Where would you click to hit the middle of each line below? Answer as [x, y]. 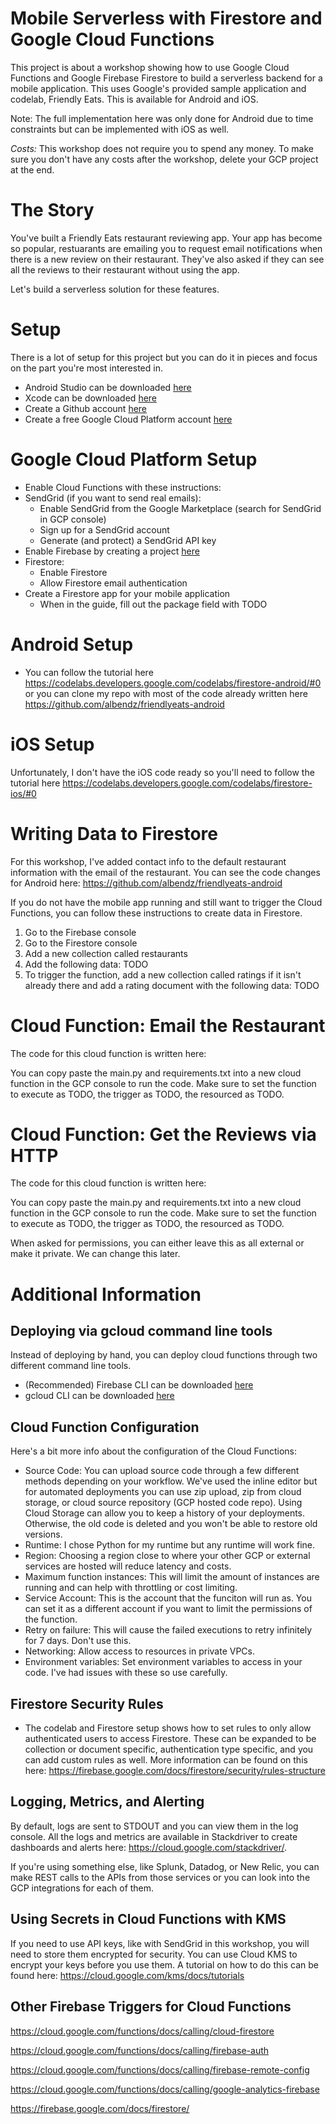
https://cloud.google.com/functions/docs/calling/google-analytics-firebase [165, 2089]
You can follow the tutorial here [89, 672]
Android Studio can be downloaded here [108, 387]
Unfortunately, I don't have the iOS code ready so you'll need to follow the [162, 772]
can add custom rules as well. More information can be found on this [166, 1760]
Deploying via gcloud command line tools [141, 1331]
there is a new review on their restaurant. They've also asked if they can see [167, 259]
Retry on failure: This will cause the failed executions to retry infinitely [168, 1630]
